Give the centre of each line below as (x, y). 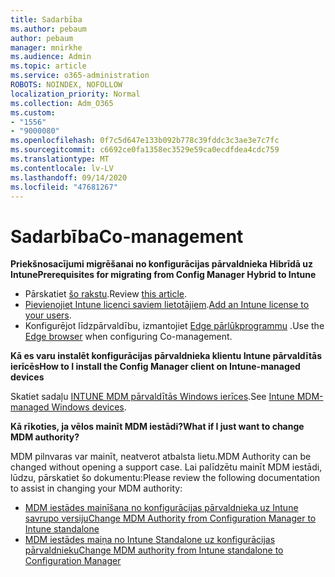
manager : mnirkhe (46, 47)
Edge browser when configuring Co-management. (128, 337)
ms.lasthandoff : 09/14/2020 (69, 177)
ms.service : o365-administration (80, 76)
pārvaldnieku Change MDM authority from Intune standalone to (154, 550)
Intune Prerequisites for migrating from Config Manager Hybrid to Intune (163, 275)
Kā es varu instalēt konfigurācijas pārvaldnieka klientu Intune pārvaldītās (166, 356)
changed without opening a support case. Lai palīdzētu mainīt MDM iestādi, (166, 467)
